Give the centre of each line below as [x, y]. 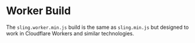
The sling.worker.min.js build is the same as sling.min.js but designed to [97, 27]
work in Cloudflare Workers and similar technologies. [70, 33]
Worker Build [38, 11]
